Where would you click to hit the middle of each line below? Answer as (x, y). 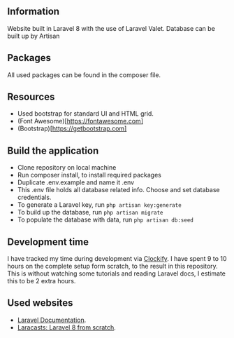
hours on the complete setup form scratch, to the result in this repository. (112, 266)
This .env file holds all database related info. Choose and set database (118, 190)
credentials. (34, 197)
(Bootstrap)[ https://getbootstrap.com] (72, 128)
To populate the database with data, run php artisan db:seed (105, 219)
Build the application (53, 150)
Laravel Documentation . (52, 320)
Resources (31, 97)
